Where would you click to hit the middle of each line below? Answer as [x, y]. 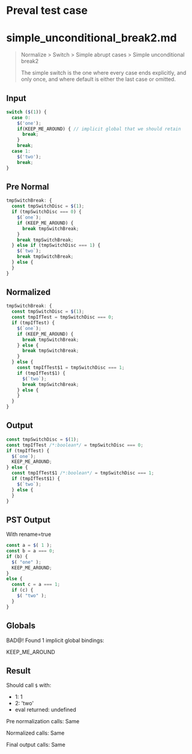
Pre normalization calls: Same [43, 721]
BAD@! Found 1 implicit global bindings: [55, 640]
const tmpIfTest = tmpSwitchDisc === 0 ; [63, 317]
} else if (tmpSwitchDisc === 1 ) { [56, 245]
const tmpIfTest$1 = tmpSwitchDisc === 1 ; [71, 368]
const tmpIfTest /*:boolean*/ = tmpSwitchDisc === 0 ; [75, 445]
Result [19, 671]
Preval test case [47, 11]
